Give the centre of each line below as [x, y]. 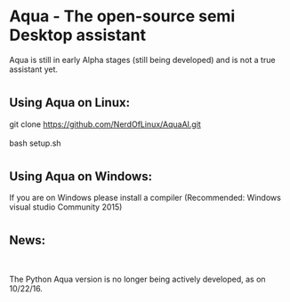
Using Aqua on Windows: [81, 176]
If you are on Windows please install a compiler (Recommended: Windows [145, 198]
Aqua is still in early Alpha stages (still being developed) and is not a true [142, 60]
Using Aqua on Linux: [70, 103]
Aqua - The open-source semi [122, 16]
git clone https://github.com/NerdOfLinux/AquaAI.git [105, 124]
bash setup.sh [35, 143]
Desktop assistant [78, 35]
